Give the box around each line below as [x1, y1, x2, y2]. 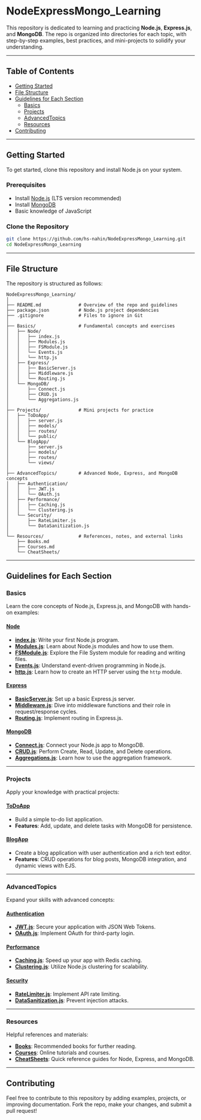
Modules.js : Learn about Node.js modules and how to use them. [14, 642, 174, 650]
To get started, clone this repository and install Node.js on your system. [6, 166, 182, 173]
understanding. [6, 43, 44, 50]
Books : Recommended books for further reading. [14, 1042, 136, 1050]
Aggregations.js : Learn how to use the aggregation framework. [14, 754, 172, 761]
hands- [173, 603, 191, 610]
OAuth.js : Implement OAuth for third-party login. [14, 930, 135, 937]
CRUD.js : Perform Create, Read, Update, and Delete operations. [14, 748, 172, 755]
